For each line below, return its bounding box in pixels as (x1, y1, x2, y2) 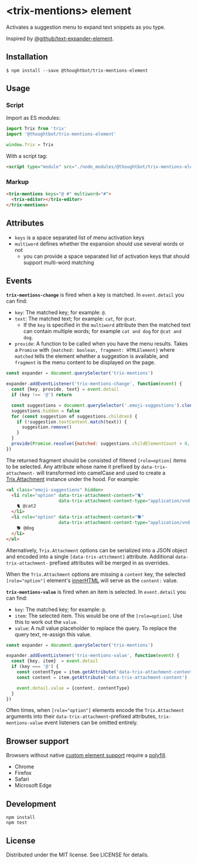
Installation (6, 52, 48, 62)
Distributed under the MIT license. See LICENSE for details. (6, 851, 150, 858)
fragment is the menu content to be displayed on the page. (14, 359, 156, 366)
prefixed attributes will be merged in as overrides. (49, 559, 170, 566)
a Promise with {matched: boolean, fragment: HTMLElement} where (14, 347, 175, 354)
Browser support (6, 736, 69, 746)
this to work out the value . (14, 618, 78, 625)
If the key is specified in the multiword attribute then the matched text (23, 321, 191, 328)
